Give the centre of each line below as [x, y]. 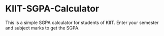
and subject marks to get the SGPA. [42, 27]
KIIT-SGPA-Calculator [52, 9]
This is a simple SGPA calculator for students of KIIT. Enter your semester [82, 22]
